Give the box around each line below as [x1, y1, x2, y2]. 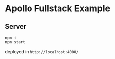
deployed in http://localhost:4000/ [5, 48, 79, 54]
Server [5, 22, 27, 31]
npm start [5, 39, 26, 44]
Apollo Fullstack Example [5, 3, 111, 14]
